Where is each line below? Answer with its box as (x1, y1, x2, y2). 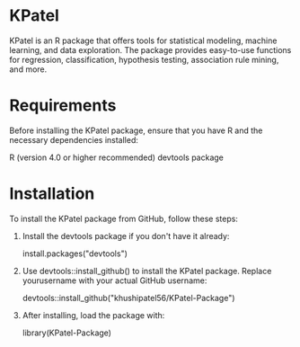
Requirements (9, 95, 117, 116)
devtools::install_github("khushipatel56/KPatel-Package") (22, 292, 235, 303)
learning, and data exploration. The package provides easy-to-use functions (9, 44, 292, 55)
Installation (9, 183, 95, 204)
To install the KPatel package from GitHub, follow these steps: (9, 213, 238, 224)
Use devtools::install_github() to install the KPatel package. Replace (22, 265, 272, 276)
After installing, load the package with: (22, 309, 165, 320)
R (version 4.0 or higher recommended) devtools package (9, 152, 225, 163)
